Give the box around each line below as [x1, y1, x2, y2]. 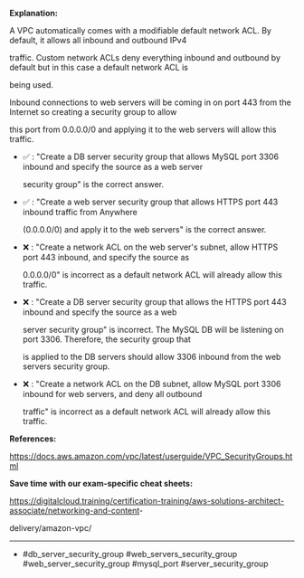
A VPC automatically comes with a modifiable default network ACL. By [9, 25, 271, 35]
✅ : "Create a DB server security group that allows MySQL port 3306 [22, 151, 279, 162]
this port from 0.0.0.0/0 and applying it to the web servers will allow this [9, 124, 277, 135]
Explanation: [9, 8, 59, 18]
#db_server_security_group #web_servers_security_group [22, 549, 238, 559]
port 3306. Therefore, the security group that [22, 334, 192, 345]
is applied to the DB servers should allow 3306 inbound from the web [22, 352, 281, 362]
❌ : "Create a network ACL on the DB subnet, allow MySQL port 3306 [22, 379, 281, 389]
